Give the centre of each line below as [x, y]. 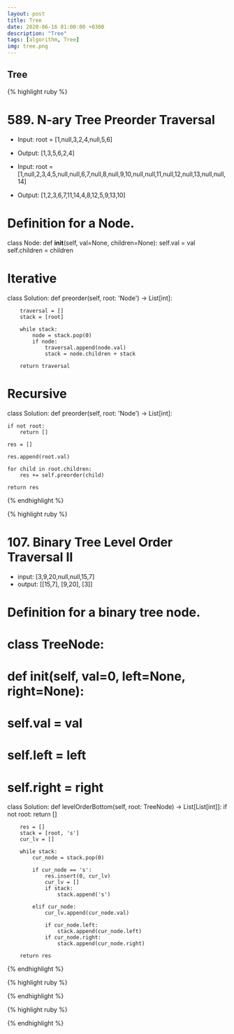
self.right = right [56, 788]
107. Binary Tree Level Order [90, 542]
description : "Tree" [37, 33]
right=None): [46, 692]
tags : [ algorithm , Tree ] [43, 40]
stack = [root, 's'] [50, 834]
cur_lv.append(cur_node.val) [87, 913]
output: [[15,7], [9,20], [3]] [55, 584]
